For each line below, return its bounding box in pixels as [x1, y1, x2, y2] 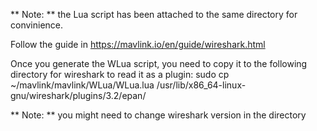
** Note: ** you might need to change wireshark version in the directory [10, 109, 307, 121]
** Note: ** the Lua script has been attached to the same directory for [10, 9, 298, 20]
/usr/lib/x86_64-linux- [156, 79, 247, 91]
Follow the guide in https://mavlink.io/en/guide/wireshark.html [10, 39, 266, 50]
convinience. [10, 19, 64, 31]
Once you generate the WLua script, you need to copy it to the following [10, 58, 308, 69]
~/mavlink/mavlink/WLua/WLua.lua [10, 79, 155, 91]
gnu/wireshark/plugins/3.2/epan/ [10, 90, 147, 101]
